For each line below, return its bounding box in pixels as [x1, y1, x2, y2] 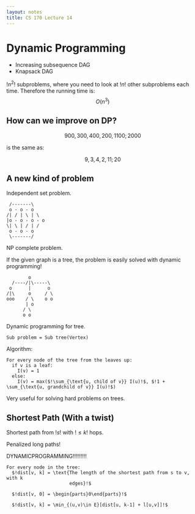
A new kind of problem [6, 173, 94, 184]
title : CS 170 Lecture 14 [6, 15, 72, 21]
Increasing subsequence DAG [15, 61, 90, 69]
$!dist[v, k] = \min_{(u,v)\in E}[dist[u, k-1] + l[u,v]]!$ [12, 502, 168, 508]
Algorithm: [6, 346, 32, 353]
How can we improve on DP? [6, 116, 117, 126]
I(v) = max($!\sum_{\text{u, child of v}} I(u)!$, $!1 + [17, 379, 166, 385]
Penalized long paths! [6, 440, 61, 448]
